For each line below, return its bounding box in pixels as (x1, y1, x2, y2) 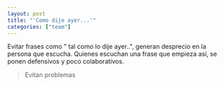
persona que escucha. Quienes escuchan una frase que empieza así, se (7, 50, 218, 58)
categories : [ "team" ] (7, 23, 71, 30)
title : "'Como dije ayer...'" (7, 17, 97, 24)
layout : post (7, 10, 46, 17)
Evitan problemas (24, 71, 76, 79)
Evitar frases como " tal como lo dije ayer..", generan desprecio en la (7, 43, 206, 51)
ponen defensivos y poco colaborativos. (7, 57, 124, 66)
